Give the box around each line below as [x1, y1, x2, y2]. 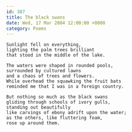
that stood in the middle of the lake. [6, 52, 106, 59]
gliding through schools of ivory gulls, [6, 99, 111, 105]
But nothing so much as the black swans [6, 94, 109, 100]
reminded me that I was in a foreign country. [6, 84, 124, 90]
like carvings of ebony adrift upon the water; [6, 110, 127, 116]
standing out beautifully [6, 105, 70, 110]
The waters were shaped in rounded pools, [6, 63, 113, 69]
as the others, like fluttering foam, [6, 115, 103, 121]
